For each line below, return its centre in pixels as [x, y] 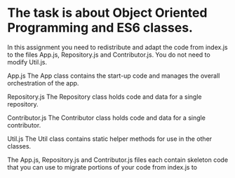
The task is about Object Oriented [107, 13]
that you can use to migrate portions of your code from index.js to [102, 167]
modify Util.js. [27, 62]
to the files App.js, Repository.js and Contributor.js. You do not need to [109, 55]
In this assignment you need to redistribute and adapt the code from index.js [117, 47]
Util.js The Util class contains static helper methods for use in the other [110, 139]
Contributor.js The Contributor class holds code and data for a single [106, 118]
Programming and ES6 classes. [100, 28]
